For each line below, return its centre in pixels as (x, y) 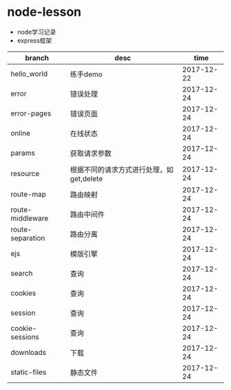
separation (28, 238)
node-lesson (44, 12)
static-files (29, 372)
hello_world (29, 74)
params (23, 153)
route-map (29, 194)
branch (37, 58)
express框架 (34, 40)
